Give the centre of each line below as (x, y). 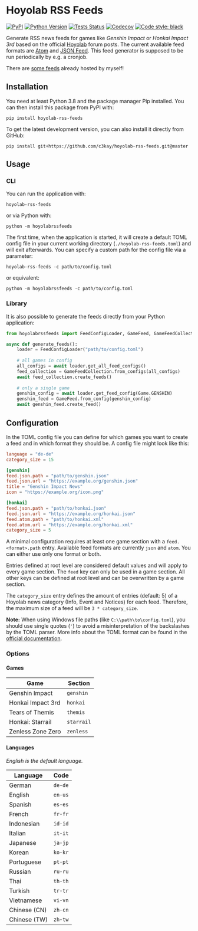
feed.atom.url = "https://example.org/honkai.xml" (70, 525)
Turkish (19, 890)
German (20, 785)
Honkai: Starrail (30, 722)
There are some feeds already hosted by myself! (65, 68)
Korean (19, 852)
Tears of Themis (32, 713)
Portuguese (25, 862)
